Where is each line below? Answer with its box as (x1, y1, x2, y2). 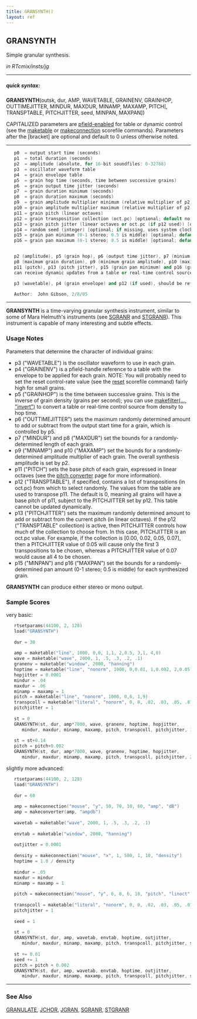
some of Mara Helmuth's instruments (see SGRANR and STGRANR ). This (6, 313, 182, 321)
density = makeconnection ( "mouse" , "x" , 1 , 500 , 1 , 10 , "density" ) (13, 853, 182, 859)
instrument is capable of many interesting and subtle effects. (6, 320, 153, 327)
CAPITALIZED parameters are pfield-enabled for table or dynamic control (6, 121, 183, 128)
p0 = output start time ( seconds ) (13, 150, 101, 156)
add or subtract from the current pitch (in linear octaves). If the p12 (14, 516, 176, 523)
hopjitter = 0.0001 (13, 672, 62, 678)
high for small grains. (14, 384, 66, 391)
